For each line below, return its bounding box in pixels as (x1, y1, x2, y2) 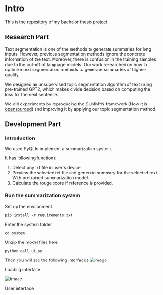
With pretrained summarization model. (12, 175, 89, 181)
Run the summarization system (5, 192, 80, 199)
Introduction (5, 135, 35, 141)
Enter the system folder (5, 221, 52, 227)
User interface (5, 285, 34, 291)
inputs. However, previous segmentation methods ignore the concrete (5, 51, 145, 57)
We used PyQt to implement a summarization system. (5, 146, 112, 152)
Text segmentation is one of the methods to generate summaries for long (5, 46, 152, 52)
